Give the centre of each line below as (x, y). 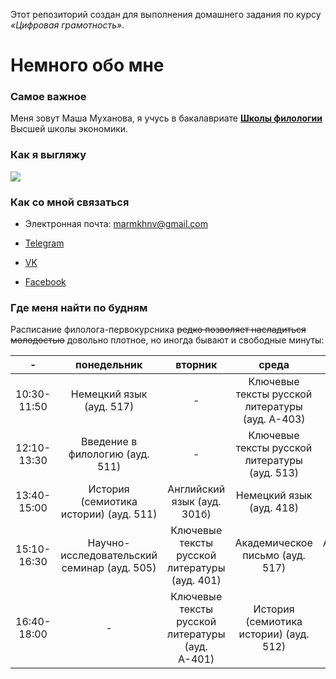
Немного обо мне (87, 65)
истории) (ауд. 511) (109, 514)
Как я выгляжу (48, 155)
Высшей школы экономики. (69, 129)
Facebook (45, 282)
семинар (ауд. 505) (109, 568)
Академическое (273, 543)
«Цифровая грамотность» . (67, 25)
